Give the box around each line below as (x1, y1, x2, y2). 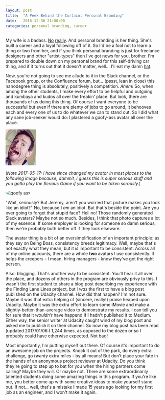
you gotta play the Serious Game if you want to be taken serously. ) (5, 181, 141, 187)
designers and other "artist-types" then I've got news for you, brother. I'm (5, 53, 155, 59)
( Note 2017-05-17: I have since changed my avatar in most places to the (5, 170, 152, 176)
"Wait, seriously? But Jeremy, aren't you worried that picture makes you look (5, 200, 160, 206)
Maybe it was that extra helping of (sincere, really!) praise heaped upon (5, 297, 150, 303)
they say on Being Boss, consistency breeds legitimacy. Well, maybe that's (5, 240, 156, 246)
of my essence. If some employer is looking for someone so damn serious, (5, 220, 156, 226)
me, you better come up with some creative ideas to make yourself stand (5, 379, 153, 385)
